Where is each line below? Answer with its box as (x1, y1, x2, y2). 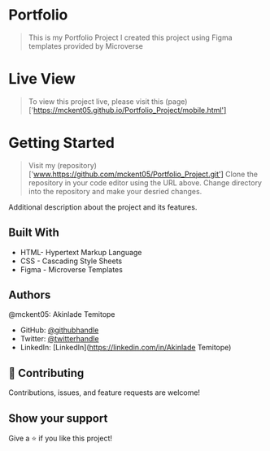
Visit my (28, 160, 56, 170)
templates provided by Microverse (28, 41, 144, 50)
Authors (8, 288, 51, 302)
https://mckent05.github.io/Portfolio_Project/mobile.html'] (33, 105, 227, 115)
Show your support (8, 411, 108, 425)
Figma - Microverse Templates (20, 264, 124, 274)
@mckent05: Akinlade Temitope (8, 310, 115, 319)
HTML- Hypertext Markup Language (20, 247, 142, 257)
